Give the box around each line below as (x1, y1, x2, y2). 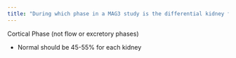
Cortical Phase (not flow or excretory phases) (7, 29, 139, 38)
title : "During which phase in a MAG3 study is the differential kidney (7, 10, 225, 17)
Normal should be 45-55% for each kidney (17, 43, 142, 51)
